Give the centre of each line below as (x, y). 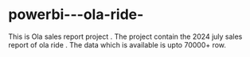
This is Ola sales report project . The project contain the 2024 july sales (125, 36)
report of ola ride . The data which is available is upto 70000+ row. (117, 44)
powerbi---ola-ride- (76, 15)
